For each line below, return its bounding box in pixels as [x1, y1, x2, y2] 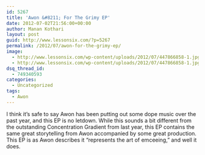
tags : [6, 88, 20, 94]
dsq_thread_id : [6, 65, 45, 72]
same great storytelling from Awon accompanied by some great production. [6, 129, 197, 137]
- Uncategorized [12, 83, 53, 89]
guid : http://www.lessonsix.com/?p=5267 [6, 37, 111, 43]
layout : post [6, 32, 40, 38]
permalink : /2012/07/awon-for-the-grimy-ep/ [6, 43, 121, 49]
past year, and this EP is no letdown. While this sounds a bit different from [6, 117, 192, 124]
